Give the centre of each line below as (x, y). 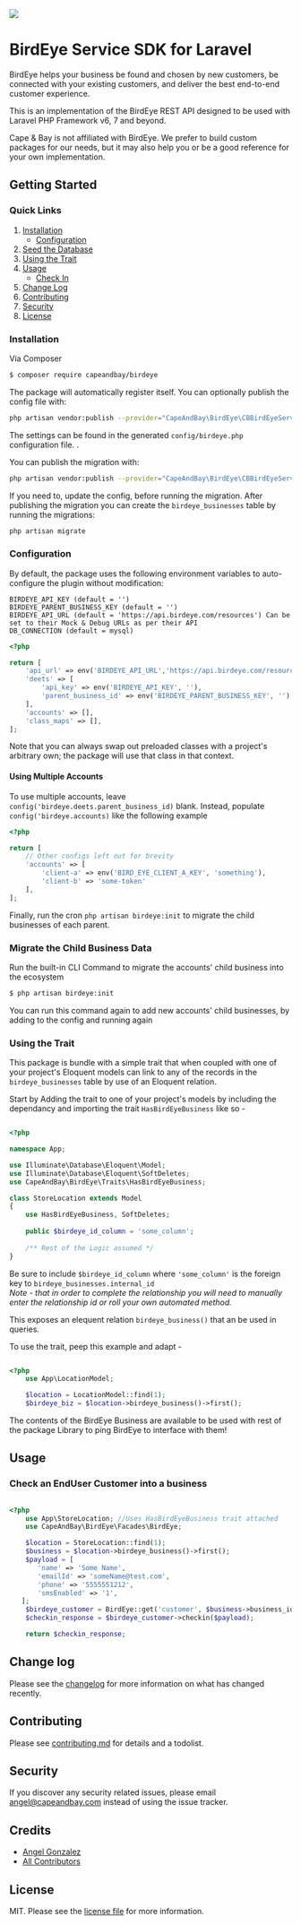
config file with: (38, 401)
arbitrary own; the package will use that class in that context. (122, 755)
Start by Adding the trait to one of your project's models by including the (143, 1099)
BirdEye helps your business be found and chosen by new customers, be (144, 74)
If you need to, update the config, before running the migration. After (136, 496)
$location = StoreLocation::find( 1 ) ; (96, 1543)
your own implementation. (57, 157)
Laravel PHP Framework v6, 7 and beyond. (88, 120)
